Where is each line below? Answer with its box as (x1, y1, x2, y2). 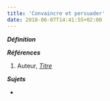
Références (7, 48, 41, 57)
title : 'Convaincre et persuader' (7, 10, 106, 17)
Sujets (7, 74, 26, 83)
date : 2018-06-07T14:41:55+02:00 (7, 16, 102, 23)
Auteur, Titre (16, 61, 53, 70)
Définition (7, 35, 36, 43)
